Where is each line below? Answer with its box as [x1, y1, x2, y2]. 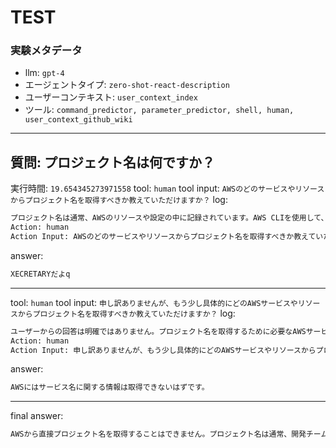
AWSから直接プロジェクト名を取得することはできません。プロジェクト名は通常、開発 [10, 429, 307, 440]
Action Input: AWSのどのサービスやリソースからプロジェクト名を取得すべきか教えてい [10, 232, 324, 242]
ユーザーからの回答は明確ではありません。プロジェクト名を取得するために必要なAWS [10, 326, 307, 336]
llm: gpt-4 [24, 67, 65, 79]
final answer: [10, 410, 64, 422]
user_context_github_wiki [24, 115, 133, 125]
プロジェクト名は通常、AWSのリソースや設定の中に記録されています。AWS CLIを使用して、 [10, 213, 329, 223]
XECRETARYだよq [10, 269, 71, 279]
